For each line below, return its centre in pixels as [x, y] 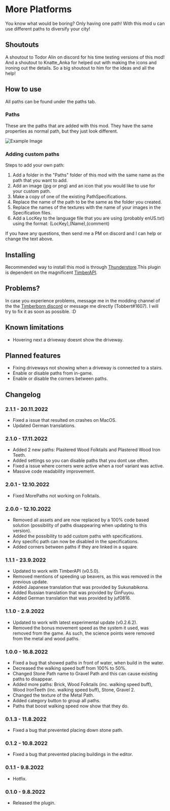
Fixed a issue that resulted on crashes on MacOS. [64, 420]
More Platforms [39, 9]
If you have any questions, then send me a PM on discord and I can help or [83, 233]
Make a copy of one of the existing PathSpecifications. [70, 197]
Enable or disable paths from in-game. [53, 373]
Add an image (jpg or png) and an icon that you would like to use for [84, 186]
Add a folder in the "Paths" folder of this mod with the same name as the [89, 175]
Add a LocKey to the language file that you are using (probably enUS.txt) [89, 218]
